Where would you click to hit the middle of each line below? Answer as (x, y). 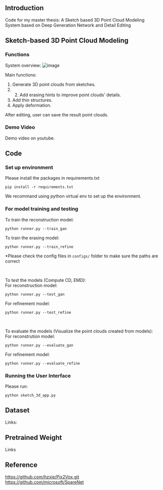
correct (13, 261)
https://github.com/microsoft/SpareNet (45, 482)
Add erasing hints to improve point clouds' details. (70, 95)
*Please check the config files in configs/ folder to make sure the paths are (82, 256)
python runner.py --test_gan (35, 294)
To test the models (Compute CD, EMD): (46, 280)
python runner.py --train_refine (39, 247)
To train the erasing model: (32, 238)
